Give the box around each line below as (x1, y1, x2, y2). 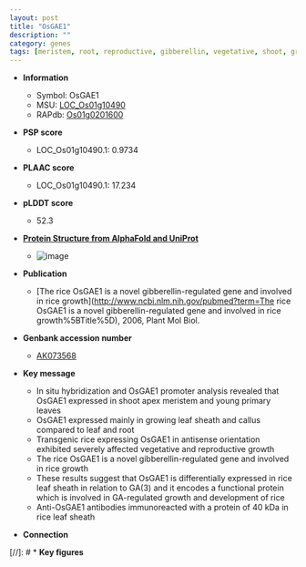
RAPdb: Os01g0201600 (36, 109, 124, 120)
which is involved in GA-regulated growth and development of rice (36, 492, 285, 503)
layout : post (9, 13, 59, 23)
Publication (22, 268, 67, 279)
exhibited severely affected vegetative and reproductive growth (36, 444, 275, 455)
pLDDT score (22, 198, 74, 209)
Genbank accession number (22, 333, 132, 344)
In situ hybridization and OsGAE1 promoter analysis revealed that (36, 386, 280, 397)
